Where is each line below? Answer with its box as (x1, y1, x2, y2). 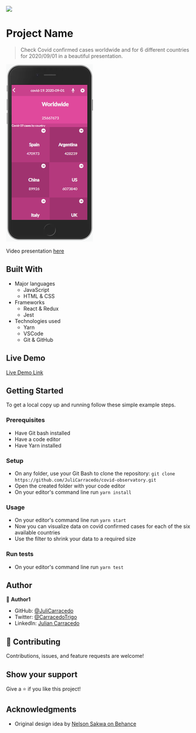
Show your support (6, 670, 78, 680)
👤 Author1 (6, 596, 31, 603)
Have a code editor (14, 435, 61, 443)
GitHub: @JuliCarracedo (14, 607, 74, 614)
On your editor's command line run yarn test (14, 563, 124, 570)
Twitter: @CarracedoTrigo (14, 614, 77, 621)
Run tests (6, 550, 34, 558)
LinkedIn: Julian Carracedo (14, 620, 80, 627)
